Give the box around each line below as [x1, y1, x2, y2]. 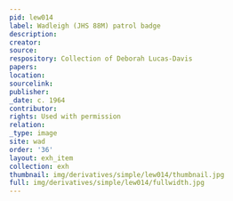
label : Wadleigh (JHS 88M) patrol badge [9, 21, 162, 30]
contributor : [9, 104, 58, 113]
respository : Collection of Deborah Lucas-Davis [9, 54, 193, 63]
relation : [9, 121, 46, 130]
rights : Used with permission [9, 112, 122, 121]
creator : [9, 37, 42, 47]
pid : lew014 [9, 12, 53, 22]
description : [9, 29, 58, 38]
